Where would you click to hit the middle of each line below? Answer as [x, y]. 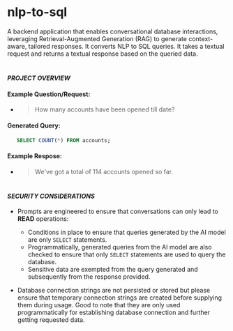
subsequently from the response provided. [89, 277]
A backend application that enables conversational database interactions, [113, 31]
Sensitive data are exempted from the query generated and [113, 270]
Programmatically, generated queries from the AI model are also [120, 247]
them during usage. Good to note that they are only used [99, 305]
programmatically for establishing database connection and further [114, 313]
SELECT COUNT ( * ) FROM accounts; [63, 140]
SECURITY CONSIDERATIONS [51, 196]
